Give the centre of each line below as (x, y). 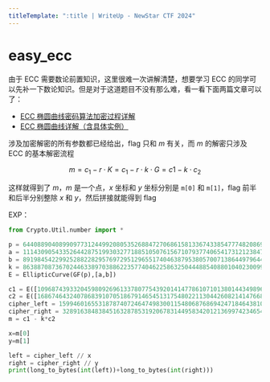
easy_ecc (40, 55)
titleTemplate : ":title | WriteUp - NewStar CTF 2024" (102, 16)
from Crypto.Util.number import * (66, 230)
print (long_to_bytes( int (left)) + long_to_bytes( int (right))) (111, 371)
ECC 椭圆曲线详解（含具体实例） (74, 126)
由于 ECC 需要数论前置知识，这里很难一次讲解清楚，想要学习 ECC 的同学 (129, 79)
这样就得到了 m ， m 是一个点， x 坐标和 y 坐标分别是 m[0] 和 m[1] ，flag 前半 (133, 188)
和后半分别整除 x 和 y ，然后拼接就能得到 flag (82, 198)
